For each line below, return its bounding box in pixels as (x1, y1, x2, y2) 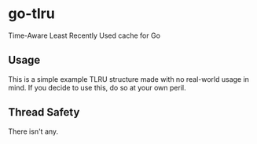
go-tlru (8, 5, 55, 23)
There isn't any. (8, 127, 59, 136)
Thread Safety (8, 105, 80, 119)
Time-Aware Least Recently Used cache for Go (8, 31, 161, 40)
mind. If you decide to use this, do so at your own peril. (8, 83, 186, 92)
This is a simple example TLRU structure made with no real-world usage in (8, 74, 250, 83)
